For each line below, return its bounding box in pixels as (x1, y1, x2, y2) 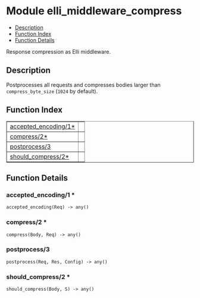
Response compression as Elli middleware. (6, 48, 111, 55)
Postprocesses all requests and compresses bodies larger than (6, 81, 161, 88)
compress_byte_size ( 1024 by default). (6, 88, 98, 95)
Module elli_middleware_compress (6, 4, 182, 18)
